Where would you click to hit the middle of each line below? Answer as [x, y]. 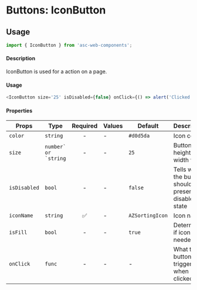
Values [113, 126]
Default [148, 126]
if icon [182, 233]
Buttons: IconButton [56, 10]
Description [21, 59]
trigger [183, 264]
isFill [18, 233]
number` [55, 147]
